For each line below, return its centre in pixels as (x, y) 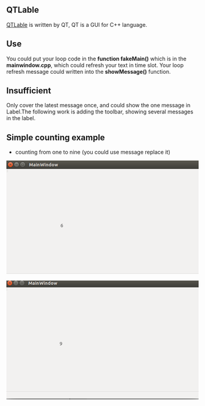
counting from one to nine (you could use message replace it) (93, 152)
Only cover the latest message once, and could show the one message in (99, 105)
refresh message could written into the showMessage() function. (88, 71)
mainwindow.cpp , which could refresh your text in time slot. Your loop (95, 65)
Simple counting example (56, 137)
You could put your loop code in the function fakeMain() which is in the (96, 59)
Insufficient (29, 91)
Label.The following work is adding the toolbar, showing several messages (100, 112)
